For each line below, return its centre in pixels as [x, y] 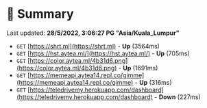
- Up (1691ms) [138, 68]
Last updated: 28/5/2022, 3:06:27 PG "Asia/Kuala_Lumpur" [93, 33]
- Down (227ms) [178, 97]
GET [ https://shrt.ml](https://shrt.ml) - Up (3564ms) [88, 46]
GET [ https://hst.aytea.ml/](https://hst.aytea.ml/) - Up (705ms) [103, 53]
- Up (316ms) [153, 82]
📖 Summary [40, 14]
